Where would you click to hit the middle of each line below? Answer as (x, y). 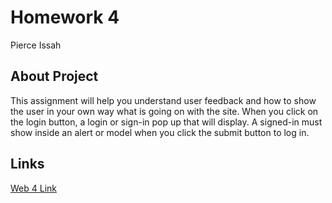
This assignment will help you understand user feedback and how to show (163, 100)
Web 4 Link (33, 188)
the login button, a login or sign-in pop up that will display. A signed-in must (166, 122)
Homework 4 (65, 17)
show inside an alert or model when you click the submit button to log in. (160, 132)
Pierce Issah (36, 45)
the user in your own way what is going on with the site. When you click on (164, 111)
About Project (54, 76)
